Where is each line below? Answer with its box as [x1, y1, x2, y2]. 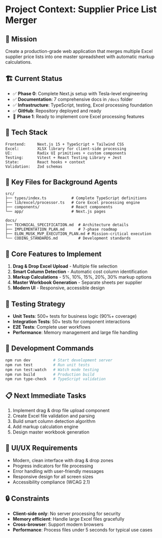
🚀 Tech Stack [5, 128, 48, 137]
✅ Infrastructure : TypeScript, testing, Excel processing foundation [12, 102, 153, 108]
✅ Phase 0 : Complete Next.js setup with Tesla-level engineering [12, 90, 148, 96]
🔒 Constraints [5, 494, 49, 503]
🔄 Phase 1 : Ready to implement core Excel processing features [12, 113, 144, 119]
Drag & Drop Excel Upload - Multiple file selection [12, 263, 118, 270]
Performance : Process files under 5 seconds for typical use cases [12, 526, 153, 533]
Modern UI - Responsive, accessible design [12, 285, 105, 291]
